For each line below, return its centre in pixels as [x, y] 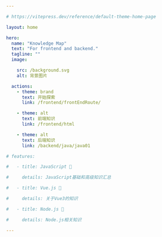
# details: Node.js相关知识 [44, 220]
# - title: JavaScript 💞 [39, 167]
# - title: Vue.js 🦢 [34, 188]
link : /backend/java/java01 [56, 145]
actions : [22, 86]
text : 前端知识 [38, 119]
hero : [13, 38]
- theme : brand [35, 92]
